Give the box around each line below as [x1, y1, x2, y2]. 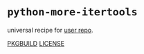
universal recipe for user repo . [7, 26, 93, 34]
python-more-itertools [7, 6, 138, 19]
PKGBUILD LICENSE [7, 39, 64, 47]
